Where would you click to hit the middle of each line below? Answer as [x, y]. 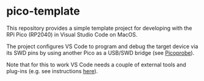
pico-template [43, 11]
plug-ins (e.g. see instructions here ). [52, 71]
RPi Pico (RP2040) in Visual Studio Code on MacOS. [72, 34]
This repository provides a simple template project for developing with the [99, 28]
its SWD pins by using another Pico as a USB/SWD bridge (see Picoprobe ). [100, 52]
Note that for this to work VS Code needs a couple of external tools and [96, 65]
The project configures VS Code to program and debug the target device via [102, 46]
